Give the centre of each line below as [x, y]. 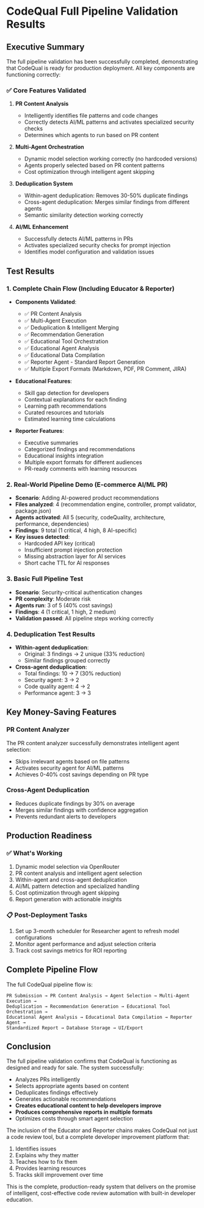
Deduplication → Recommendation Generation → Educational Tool [89, 1006]
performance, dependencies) [52, 524]
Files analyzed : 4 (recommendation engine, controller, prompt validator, [106, 505]
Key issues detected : [42, 537]
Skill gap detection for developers [67, 392]
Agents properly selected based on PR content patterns [94, 165]
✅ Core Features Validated [46, 90]
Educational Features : [43, 381]
